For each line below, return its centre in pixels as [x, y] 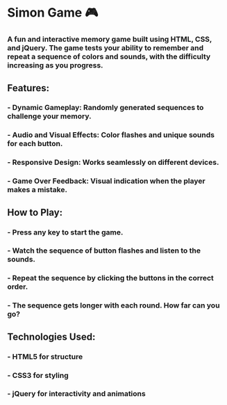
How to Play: [35, 212]
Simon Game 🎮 [53, 13]
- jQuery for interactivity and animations [76, 394]
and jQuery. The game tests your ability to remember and [106, 48]
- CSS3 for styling [38, 375]
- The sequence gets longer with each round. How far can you [113, 305]
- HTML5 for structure [45, 356]
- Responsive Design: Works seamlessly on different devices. [113, 162]
